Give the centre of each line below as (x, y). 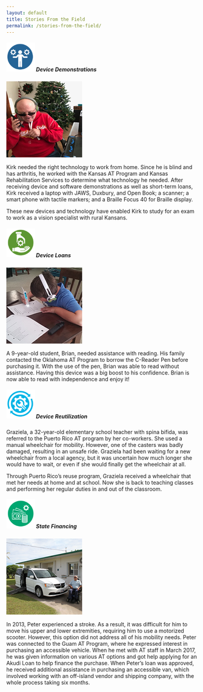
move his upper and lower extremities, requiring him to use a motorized (95, 631)
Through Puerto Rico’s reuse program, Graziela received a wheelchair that (99, 476)
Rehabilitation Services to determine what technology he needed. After (95, 180)
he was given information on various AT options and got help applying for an (101, 656)
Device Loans (54, 255)
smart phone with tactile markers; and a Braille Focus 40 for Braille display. (100, 199)
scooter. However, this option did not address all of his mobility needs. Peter (101, 637)
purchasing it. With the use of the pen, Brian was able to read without (93, 366)
